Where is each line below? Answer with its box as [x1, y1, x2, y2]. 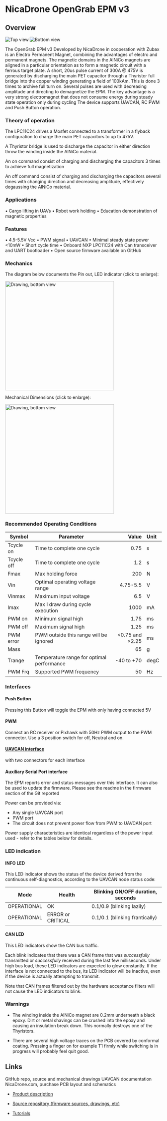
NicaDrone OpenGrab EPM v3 [5, 3, 130, 15]
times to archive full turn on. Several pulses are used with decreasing [5, 83, 147, 89]
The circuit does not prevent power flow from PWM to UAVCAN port [12, 820, 152, 827]
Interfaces [5, 683, 31, 690]
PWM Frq [7, 668, 30, 675]
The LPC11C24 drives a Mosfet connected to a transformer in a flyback [5, 128, 151, 134]
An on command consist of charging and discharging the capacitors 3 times [5, 158, 161, 164]
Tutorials [12, 1110, 31, 1116]
